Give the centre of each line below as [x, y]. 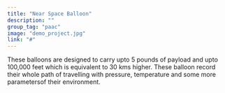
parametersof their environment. [54, 82]
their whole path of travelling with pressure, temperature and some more [112, 75]
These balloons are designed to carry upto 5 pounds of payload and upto [113, 59]
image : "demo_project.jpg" [46, 33]
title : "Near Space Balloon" [50, 14]
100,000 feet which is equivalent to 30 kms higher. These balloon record [111, 67]
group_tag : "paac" [34, 27]
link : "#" [22, 40]
